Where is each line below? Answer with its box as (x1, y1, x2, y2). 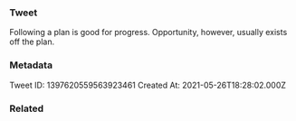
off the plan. (9, 36, 55, 47)
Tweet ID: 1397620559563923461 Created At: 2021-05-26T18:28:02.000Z (9, 79, 287, 90)
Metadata (9, 59, 53, 71)
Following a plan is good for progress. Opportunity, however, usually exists (9, 27, 288, 38)
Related (9, 102, 44, 115)
